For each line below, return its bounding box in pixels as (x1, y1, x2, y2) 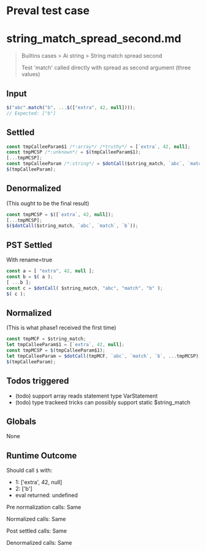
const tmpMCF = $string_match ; (6, 336, 86, 342)
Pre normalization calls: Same (6, 504, 82, 511)
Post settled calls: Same (6, 527, 67, 534)
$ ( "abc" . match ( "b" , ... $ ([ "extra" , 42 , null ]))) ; (6, 104, 136, 110)
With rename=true (6, 256, 53, 264)
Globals (6, 416, 37, 426)
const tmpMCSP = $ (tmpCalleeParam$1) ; (6, 347, 105, 353)
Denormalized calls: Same (6, 539, 72, 547)
